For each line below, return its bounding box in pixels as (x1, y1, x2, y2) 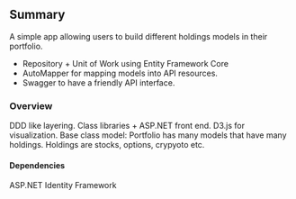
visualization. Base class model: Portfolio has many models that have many (9, 130, 287, 140)
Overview (9, 99, 53, 112)
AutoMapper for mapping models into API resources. (22, 68, 219, 78)
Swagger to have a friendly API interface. (22, 77, 175, 88)
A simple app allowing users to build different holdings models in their (9, 31, 268, 41)
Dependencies (9, 159, 66, 170)
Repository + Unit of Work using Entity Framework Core (22, 58, 229, 68)
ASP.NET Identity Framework (9, 180, 117, 191)
